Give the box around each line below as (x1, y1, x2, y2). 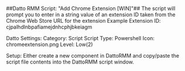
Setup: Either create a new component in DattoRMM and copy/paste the (6, 52, 180, 59)
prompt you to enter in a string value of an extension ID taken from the (6, 11, 176, 18)
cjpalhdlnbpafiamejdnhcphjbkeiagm (6, 23, 92, 30)
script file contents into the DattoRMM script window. (6, 58, 135, 65)
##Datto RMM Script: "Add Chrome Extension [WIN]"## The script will (6, 5, 176, 12)
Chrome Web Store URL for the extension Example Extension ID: (6, 17, 161, 24)
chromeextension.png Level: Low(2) (6, 41, 93, 48)
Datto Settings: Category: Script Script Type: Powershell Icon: (6, 35, 155, 41)
